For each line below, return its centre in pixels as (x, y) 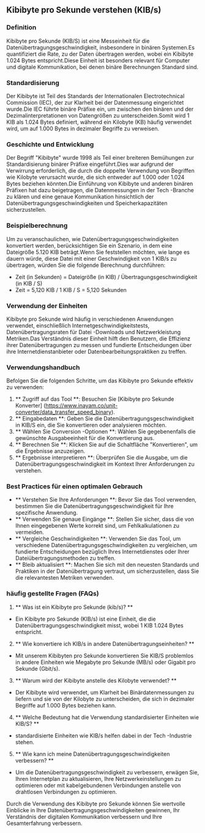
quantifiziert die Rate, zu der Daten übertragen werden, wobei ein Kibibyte (100, 54)
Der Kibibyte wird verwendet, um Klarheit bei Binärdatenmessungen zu (105, 692)
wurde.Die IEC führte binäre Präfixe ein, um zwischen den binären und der (100, 109)
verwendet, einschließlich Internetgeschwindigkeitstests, (78, 325)
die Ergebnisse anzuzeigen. (50, 451)
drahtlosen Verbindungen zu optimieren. (66, 791)
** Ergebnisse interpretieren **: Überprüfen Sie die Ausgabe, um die (101, 458)
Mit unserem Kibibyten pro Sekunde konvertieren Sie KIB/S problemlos (104, 656)
